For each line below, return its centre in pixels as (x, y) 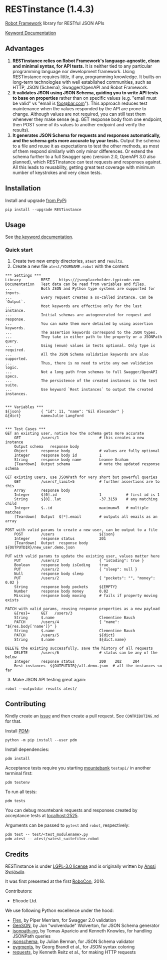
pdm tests (15, 801)
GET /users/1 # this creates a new (79, 438)
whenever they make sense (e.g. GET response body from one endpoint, (87, 119)
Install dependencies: (27, 749)
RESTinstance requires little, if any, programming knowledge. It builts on (86, 77)
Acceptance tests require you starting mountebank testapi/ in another (78, 768)
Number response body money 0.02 (61, 591)
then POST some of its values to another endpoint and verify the (79, 124)
